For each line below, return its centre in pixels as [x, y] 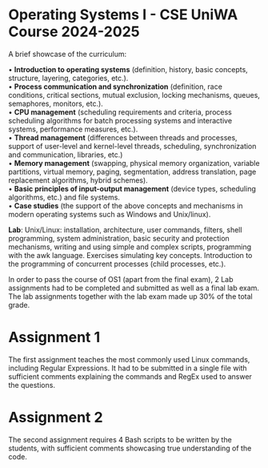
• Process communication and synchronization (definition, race [115, 87]
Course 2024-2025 [74, 32]
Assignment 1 [54, 337]
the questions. [32, 385]
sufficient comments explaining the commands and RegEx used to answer [130, 376]
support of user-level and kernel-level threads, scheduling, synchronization [132, 146]
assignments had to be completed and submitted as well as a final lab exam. [134, 288]
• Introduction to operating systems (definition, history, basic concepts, [128, 69]
